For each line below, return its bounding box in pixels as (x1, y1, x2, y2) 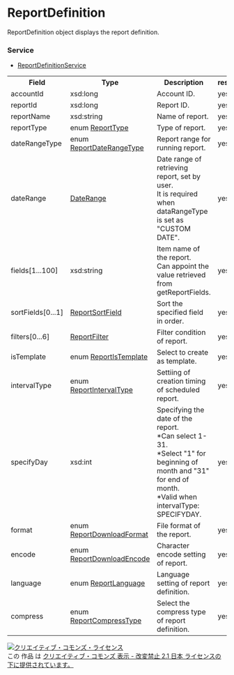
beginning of (156, 458, 198, 467)
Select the (156, 598, 190, 608)
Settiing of (156, 368, 191, 378)
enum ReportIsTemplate (70, 352, 148, 362)
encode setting (156, 550, 206, 559)
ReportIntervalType (70, 385, 134, 395)
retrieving (156, 163, 189, 173)
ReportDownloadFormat (70, 529, 148, 539)
